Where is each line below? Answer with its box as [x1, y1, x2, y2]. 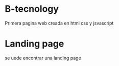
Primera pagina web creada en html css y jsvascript [5, 20, 114, 26]
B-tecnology [5, 3, 59, 15]
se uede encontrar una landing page [5, 55, 81, 61]
